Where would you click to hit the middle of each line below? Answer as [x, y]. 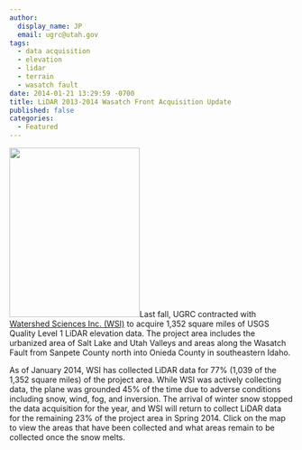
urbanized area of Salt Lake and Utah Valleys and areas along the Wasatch [148, 343]
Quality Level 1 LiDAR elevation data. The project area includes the [132, 333]
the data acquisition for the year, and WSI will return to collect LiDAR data [146, 408]
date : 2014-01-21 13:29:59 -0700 [72, 93]
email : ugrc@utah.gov [58, 34]
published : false [42, 110]
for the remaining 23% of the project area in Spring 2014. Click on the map [148, 418]
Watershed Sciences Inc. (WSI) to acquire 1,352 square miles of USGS [140, 323]
